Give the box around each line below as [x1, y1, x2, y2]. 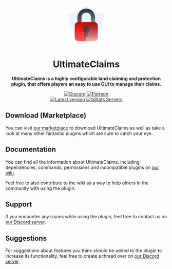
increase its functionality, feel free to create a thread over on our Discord [5, 253, 159, 259]
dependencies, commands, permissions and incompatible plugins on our [5, 164, 159, 170]
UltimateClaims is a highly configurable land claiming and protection [12, 75, 161, 82]
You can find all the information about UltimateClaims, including [5, 159, 140, 165]
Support [5, 200, 32, 208]
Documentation [5, 145, 56, 154]
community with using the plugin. [5, 185, 76, 191]
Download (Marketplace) [5, 111, 86, 120]
